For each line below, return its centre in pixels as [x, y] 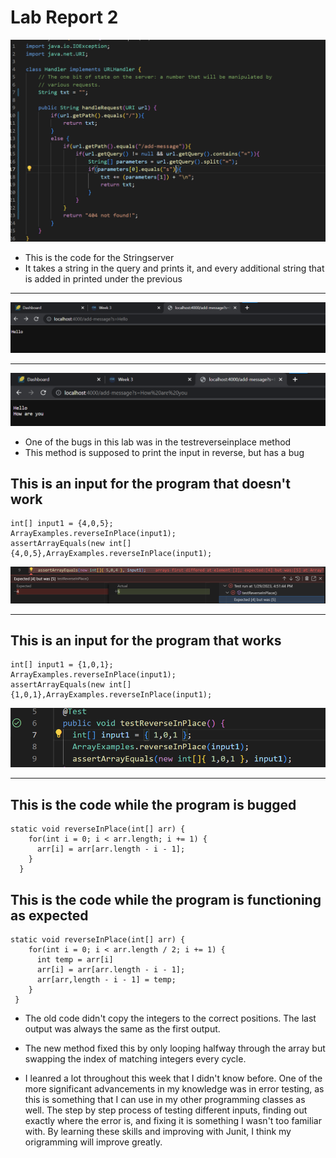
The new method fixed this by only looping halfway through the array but [175, 1048]
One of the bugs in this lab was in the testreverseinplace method [158, 442]
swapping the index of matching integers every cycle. [135, 1058]
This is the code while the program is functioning [166, 899]
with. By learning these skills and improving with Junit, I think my [158, 1131]
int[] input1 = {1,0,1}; [62, 665]
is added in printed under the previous [103, 278]
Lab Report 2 [64, 17]
